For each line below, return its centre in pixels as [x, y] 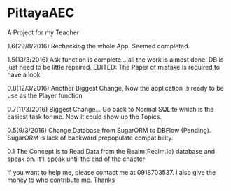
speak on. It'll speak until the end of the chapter [76, 159]
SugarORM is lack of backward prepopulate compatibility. [90, 138]
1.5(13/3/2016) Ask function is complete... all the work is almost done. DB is [115, 59]
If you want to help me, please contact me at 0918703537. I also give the [112, 172]
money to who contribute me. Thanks [61, 180]
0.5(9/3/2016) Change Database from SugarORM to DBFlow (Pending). [109, 130]
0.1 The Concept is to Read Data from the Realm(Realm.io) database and [111, 151]
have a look [24, 74]
